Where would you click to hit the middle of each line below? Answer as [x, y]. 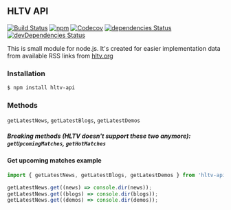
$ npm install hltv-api [41, 88]
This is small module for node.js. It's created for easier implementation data [114, 48]
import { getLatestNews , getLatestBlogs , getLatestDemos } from [101, 175]
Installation [26, 73]
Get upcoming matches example [54, 161]
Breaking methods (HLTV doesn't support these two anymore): [99, 136]
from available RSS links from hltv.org [60, 56]
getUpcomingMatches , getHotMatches [57, 143]
